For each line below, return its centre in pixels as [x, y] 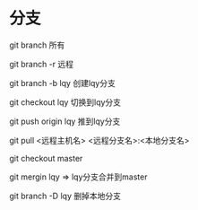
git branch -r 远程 [42, 64]
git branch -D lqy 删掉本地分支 [65, 196]
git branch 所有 [37, 45]
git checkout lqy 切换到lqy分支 [65, 102]
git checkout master [46, 158]
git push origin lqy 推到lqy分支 [65, 121]
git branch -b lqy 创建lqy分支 [63, 83]
